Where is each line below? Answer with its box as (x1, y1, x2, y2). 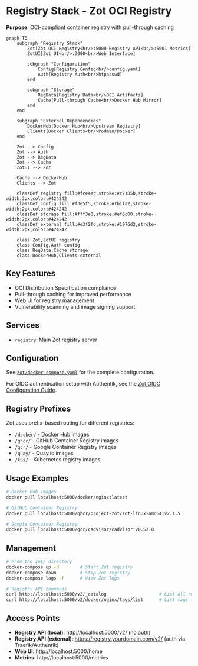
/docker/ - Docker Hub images (14, 431, 90, 438)
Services (6, 321, 40, 331)
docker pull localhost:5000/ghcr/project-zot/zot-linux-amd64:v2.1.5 (6, 510, 181, 516)
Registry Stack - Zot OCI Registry (6, 4, 172, 18)
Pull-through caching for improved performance (14, 290, 131, 298)
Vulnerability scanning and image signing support (14, 303, 136, 310)
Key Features (6, 269, 56, 279)
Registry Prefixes (6, 403, 71, 413)
